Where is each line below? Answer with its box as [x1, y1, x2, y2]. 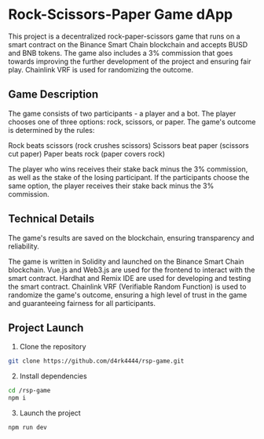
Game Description [8, 88, 99, 101]
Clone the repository [19, 342, 86, 352]
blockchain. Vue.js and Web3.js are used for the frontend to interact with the [8, 265, 255, 275]
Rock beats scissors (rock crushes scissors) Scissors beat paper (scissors [8, 140, 250, 150]
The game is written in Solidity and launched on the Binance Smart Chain [8, 256, 245, 266]
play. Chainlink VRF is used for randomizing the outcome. [8, 65, 194, 74]
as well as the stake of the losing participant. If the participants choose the [8, 172, 250, 182]
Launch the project [19, 408, 81, 418]
